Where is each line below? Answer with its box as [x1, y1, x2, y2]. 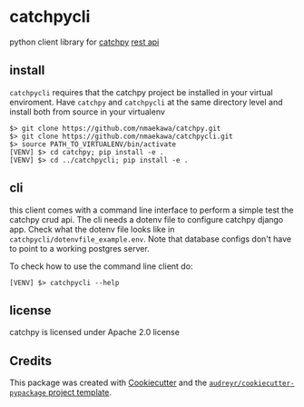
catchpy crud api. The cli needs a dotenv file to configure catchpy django [9, 213, 284, 224]
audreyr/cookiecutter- [208, 379, 295, 388]
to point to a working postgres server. [9, 243, 150, 253]
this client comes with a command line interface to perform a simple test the [9, 204, 294, 215]
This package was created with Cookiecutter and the [9, 377, 208, 388]
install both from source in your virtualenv [9, 106, 166, 117]
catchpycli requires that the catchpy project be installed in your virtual [9, 86, 274, 97]
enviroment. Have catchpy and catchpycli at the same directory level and [9, 96, 283, 107]
